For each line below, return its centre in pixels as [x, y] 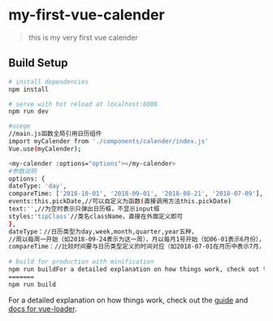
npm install [28, 89]
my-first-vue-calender [87, 15]
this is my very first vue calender [83, 37]
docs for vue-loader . [43, 308]
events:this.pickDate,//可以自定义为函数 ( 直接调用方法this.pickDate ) [120, 202]
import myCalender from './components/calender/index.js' [108, 141]
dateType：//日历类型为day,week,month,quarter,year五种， [103, 232]
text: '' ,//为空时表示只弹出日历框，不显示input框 [84, 209]
